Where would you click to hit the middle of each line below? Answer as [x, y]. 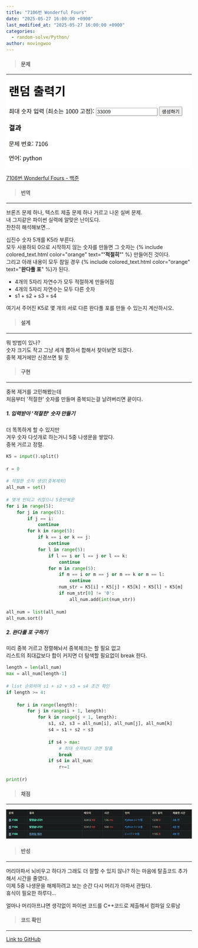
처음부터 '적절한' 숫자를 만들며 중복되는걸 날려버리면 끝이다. [75, 399]
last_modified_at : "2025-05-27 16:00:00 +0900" [66, 25]
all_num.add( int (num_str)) [102, 599]
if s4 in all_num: [71, 761]
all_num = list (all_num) [37, 612]
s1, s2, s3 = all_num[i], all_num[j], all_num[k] [110, 724]
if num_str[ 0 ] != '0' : [87, 593]
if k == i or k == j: [64, 537]
